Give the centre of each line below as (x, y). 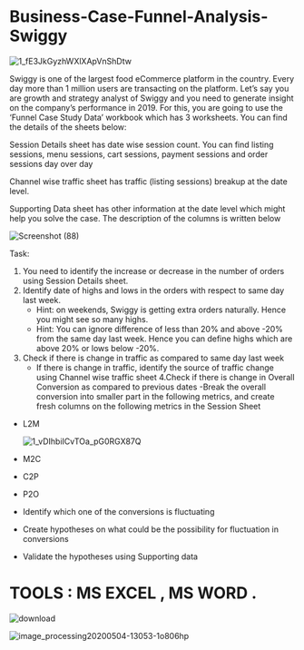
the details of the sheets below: (68, 127)
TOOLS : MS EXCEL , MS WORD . (133, 593)
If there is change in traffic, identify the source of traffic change (155, 367)
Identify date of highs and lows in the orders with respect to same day (153, 290)
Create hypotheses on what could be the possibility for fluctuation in (151, 529)
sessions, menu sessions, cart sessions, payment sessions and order (139, 154)
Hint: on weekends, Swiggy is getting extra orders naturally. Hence (161, 310)
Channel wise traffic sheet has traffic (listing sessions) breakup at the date (148, 181)
